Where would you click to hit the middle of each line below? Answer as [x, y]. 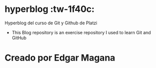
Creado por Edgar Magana [60, 58]
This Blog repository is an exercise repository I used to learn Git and [81, 32]
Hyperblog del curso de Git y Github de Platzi [51, 23]
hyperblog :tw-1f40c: [50, 9]
